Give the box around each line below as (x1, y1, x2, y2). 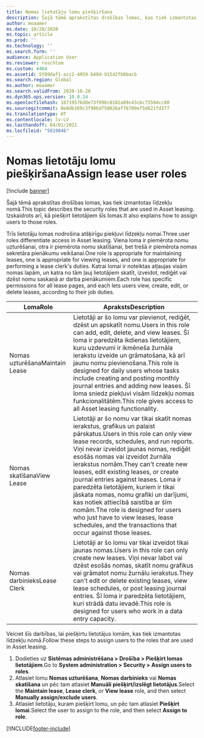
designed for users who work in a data (73, 606, 183, 615)
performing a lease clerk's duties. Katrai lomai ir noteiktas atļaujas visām (6, 262, 188, 270)
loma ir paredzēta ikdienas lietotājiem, (73, 336, 181, 344)
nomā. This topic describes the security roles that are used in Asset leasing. (6, 205, 195, 213)
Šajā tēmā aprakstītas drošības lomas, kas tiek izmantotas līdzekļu (6, 199, 172, 206)
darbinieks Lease (9, 576, 56, 585)
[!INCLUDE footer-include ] (6, 725, 71, 732)
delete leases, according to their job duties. (6, 288, 115, 295)
